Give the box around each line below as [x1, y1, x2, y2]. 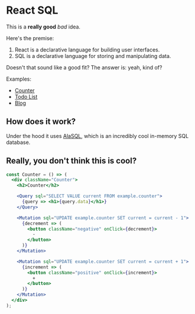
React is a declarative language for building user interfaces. [14, 46, 160, 53]
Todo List [14, 93, 38, 100]
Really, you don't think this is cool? [6, 156, 137, 166]
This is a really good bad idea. [6, 23, 81, 30]
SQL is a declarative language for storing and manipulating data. [14, 52, 171, 59]
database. [6, 139, 31, 146]
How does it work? [6, 117, 76, 127]
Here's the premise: [6, 34, 54, 41]
